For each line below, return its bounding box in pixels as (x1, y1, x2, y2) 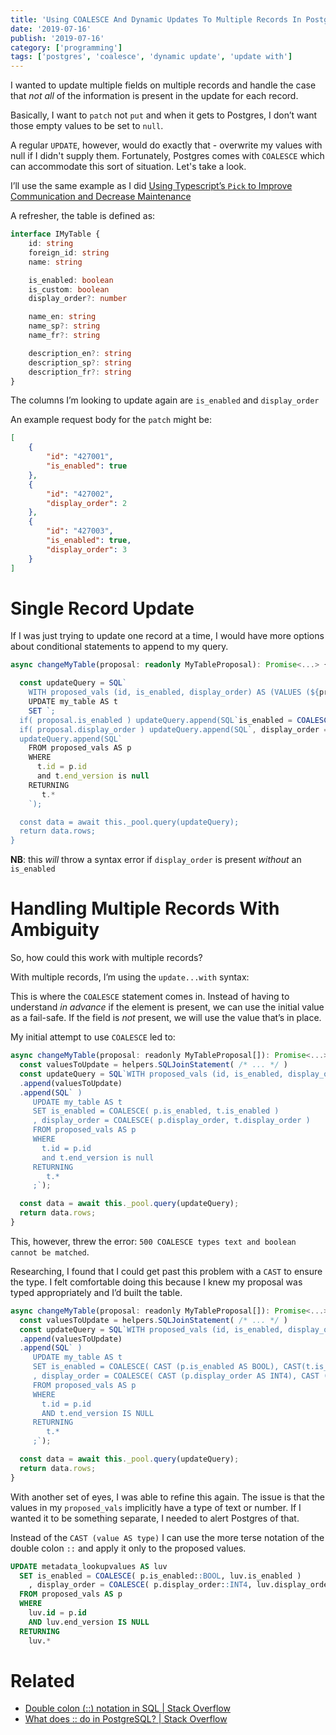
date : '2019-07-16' (10, 24, 92, 34)
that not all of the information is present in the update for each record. (10, 90, 299, 102)
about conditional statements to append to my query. (10, 641, 229, 653)
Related (10, 1669, 75, 1692)
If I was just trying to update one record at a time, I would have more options (10, 630, 325, 642)
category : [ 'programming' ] (10, 42, 123, 53)
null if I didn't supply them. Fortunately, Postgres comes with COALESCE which (10, 150, 325, 162)
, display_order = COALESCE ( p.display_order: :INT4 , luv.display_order (28, 1580, 333, 1590)
